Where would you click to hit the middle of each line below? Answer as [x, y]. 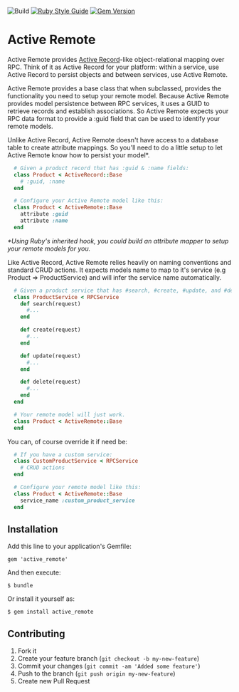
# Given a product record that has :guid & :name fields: [102, 168]
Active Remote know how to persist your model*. [79, 155]
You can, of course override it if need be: [68, 441]
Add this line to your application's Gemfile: [69, 546]
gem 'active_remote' [38, 560]
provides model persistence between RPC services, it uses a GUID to [108, 103]
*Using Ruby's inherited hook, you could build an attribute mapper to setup [118, 241]
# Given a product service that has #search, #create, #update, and [117, 290]
